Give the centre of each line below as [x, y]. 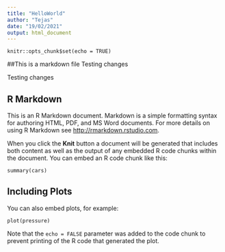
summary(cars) [27, 171]
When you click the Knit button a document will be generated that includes [112, 144]
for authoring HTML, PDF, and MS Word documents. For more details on [109, 123]
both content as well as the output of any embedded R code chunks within [112, 151]
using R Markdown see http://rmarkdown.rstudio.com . [83, 130]
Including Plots [40, 192]
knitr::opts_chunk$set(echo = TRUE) [59, 51]
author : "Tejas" [30, 20]
